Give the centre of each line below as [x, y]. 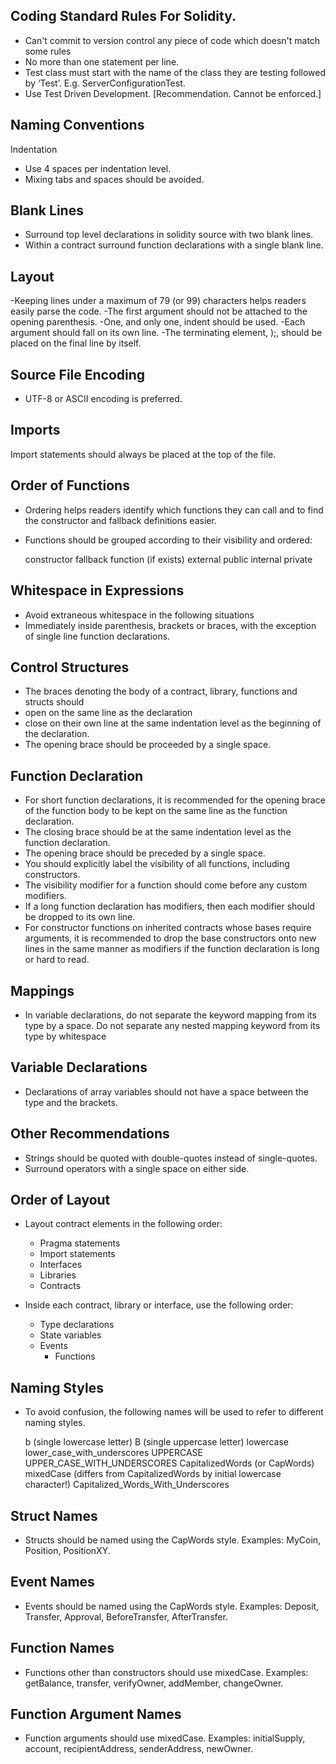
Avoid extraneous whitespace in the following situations [139, 615]
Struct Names [54, 1515]
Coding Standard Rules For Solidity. [123, 16]
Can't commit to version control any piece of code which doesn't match [172, 40]
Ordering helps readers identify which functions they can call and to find [174, 510]
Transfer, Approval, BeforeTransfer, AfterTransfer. [126, 1616]
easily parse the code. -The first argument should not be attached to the [159, 311]
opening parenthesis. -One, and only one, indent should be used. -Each [158, 322]
